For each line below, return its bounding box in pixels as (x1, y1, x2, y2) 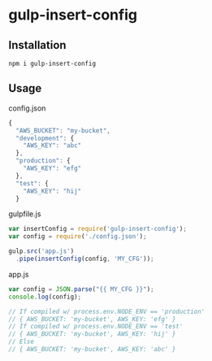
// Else (8, 337, 35, 346)
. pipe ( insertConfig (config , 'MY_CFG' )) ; (15, 254, 154, 263)
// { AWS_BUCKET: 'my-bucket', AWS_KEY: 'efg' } (8, 315, 176, 323)
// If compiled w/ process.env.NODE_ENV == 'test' (8, 323, 184, 331)
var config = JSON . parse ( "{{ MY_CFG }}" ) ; (8, 285, 154, 294)
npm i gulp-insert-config (8, 59, 96, 67)
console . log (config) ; (8, 293, 82, 301)
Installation (8, 38, 67, 52)
